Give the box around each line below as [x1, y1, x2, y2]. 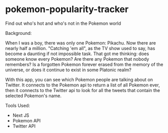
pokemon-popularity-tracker [5, 4, 129, 15]
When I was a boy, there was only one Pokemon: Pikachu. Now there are [5, 39, 156, 46]
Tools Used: [5, 102, 30, 108]
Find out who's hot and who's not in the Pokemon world [5, 20, 121, 26]
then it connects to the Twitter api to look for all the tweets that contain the [5, 87, 160, 93]
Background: [5, 30, 32, 36]
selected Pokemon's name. [5, 93, 62, 99]
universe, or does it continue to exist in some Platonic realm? [5, 67, 132, 73]
